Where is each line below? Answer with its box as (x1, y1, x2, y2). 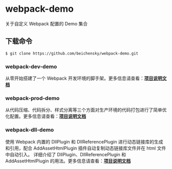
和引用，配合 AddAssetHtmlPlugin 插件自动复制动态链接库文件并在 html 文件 (5, 145, 166, 151)
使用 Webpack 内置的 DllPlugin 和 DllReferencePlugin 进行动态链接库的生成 (5, 138, 163, 144)
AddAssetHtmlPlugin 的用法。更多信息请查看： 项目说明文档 (5, 158, 131, 164)
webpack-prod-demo (5, 94, 60, 102)
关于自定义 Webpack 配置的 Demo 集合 (5, 20, 88, 27)
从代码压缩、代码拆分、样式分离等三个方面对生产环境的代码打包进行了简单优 (5, 107, 167, 113)
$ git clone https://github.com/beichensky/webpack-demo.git (5, 51, 139, 56)
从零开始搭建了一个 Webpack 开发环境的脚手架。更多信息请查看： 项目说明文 (5, 75, 167, 81)
